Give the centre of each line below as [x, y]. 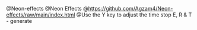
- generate [19, 21]
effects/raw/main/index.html [41, 15]
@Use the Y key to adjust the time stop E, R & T [134, 15]
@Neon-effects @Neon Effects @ [47, 9]
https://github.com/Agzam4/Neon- [131, 9]
